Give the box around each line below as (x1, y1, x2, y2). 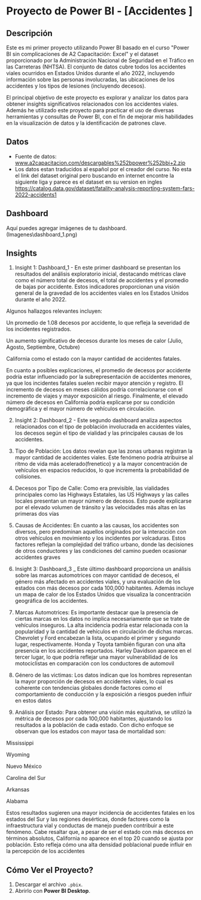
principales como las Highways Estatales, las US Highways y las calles (14, 491, 190, 498)
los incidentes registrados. (6, 325, 72, 333)
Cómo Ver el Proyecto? (6, 865, 94, 875)
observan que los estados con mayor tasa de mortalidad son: (14, 728, 166, 735)
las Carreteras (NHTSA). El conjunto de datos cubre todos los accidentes (6, 63, 187, 70)
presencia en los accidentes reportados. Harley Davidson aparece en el (14, 647, 191, 654)
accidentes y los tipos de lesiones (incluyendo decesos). (6, 82, 147, 89)
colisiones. (14, 473, 42, 480)
